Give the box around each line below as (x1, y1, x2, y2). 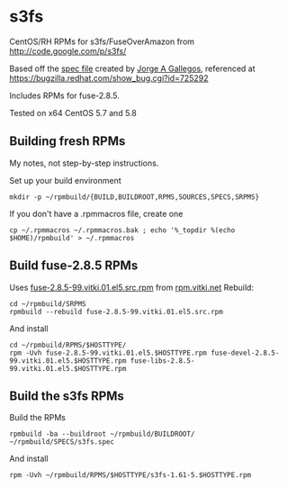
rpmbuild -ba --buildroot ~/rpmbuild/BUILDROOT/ (9, 429, 195, 438)
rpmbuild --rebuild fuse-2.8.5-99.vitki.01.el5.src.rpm (9, 307, 223, 316)
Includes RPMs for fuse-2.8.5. (9, 90, 120, 101)
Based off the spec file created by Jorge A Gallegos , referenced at (9, 63, 256, 74)
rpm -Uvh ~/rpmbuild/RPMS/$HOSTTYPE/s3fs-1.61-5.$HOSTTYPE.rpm (9, 471, 252, 480)
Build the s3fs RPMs (9, 388, 124, 403)
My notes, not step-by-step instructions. (9, 158, 159, 168)
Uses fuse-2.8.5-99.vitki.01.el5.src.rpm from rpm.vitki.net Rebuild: (9, 282, 255, 293)
